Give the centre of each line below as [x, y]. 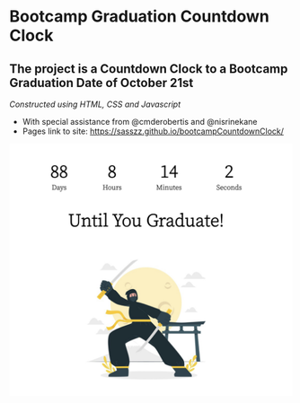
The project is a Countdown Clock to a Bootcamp [149, 69]
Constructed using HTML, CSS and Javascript [95, 104]
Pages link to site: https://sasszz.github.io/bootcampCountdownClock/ [153, 131]
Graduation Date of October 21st [101, 83]
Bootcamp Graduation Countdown [139, 17]
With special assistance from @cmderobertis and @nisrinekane [140, 122]
